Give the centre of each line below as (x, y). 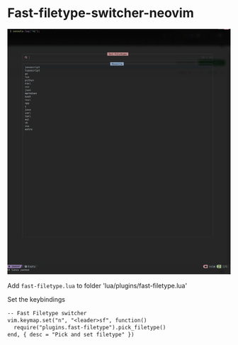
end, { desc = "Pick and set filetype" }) (71, 335)
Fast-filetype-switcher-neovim (101, 13)
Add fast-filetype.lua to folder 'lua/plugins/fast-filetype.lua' (97, 286)
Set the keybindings (36, 300)
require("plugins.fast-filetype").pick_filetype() (90, 328)
